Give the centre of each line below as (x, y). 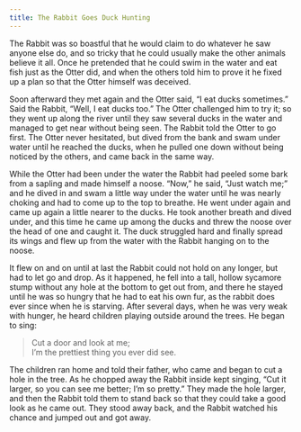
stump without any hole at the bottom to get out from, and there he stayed (146, 287)
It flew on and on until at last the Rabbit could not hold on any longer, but (144, 267)
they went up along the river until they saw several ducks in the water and (146, 118)
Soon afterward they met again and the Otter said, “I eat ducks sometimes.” (149, 99)
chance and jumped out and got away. (80, 417)
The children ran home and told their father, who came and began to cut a (146, 369)
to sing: (23, 325)
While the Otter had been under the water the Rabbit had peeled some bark (149, 174)
